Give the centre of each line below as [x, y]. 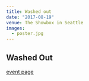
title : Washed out [29, 12]
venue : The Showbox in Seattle [45, 22]
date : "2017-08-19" [30, 17]
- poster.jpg [28, 34]
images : [16, 28]
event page [20, 72]
